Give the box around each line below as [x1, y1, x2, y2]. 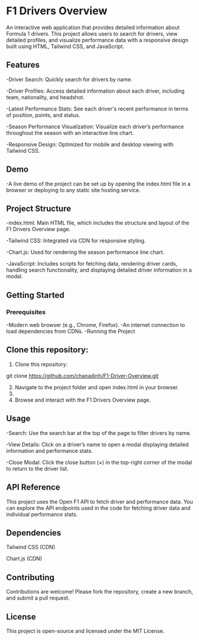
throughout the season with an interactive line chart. [6, 129, 134, 136]
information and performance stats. [6, 447, 93, 454]
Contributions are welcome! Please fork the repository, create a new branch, [6, 588, 193, 595]
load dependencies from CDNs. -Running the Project [6, 328, 135, 335]
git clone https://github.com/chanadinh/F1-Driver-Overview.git [6, 372, 159, 379]
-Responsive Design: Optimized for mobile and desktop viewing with [6, 141, 174, 148]
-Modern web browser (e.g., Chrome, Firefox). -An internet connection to [6, 321, 185, 329]
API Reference [6, 483, 61, 493]
